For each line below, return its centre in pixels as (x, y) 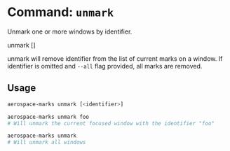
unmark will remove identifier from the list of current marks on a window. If (115, 58)
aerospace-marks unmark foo (48, 117)
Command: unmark (61, 12)
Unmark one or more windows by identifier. (70, 31)
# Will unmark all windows (47, 143)
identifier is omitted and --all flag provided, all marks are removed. (105, 66)
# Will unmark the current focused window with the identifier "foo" (111, 123)
